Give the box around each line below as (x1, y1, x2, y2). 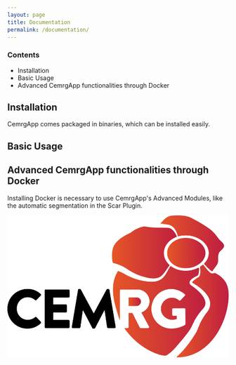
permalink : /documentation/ (7, 26, 90, 33)
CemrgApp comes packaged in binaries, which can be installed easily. (7, 120, 211, 128)
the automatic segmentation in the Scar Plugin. (7, 201, 143, 210)
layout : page (7, 11, 46, 18)
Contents (7, 50, 40, 60)
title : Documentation (7, 18, 71, 26)
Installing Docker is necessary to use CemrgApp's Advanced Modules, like (7, 194, 223, 202)
